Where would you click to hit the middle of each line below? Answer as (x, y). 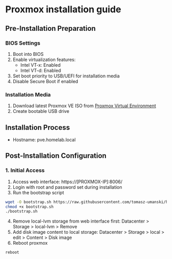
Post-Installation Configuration (56, 156)
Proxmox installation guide (63, 9)
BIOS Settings (23, 43)
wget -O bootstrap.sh (28, 202)
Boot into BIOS (28, 54)
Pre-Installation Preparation (51, 28)
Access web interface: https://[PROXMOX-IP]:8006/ (68, 182)
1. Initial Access (25, 170)
